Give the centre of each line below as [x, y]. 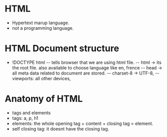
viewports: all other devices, [41, 78]
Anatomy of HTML [44, 99]
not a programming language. [43, 28]
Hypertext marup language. [41, 23]
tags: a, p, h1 [25, 118]
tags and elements [31, 113]
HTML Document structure [62, 49]
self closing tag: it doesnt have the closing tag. [61, 128]
